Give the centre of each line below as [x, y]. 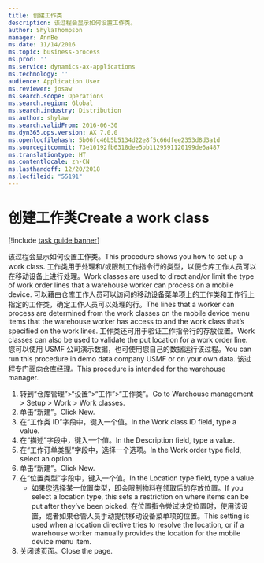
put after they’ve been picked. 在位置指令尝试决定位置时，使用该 [136, 506]
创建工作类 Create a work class [109, 218]
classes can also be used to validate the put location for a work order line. [128, 339]
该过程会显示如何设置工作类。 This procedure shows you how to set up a [126, 256]
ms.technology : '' [38, 74]
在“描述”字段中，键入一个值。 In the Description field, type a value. [127, 440]
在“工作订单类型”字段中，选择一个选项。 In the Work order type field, [130, 450]
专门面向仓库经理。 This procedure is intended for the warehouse [120, 369]
